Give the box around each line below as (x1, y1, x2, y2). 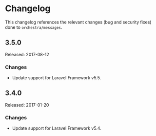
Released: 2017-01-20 (5, 102, 49, 108)
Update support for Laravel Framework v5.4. (12, 125, 101, 131)
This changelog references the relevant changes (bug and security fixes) (5, 19, 152, 25)
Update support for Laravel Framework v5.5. (12, 75, 101, 81)
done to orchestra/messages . (5, 24, 62, 30)
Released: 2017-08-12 (5, 51, 50, 57)
